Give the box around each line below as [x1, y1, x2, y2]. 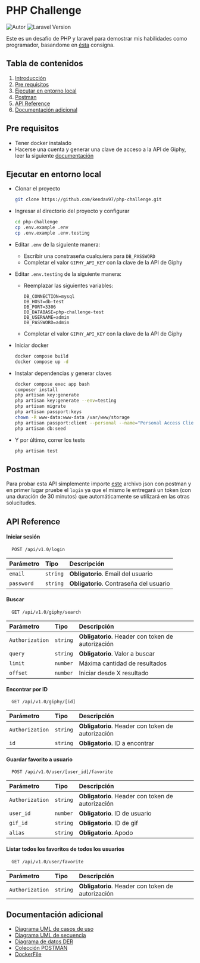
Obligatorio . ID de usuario [79, 810, 152, 818]
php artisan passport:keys [14, 409, 82, 415]
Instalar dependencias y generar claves [14, 370, 112, 377]
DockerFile [14, 950, 42, 958]
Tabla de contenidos [6, 59, 83, 69]
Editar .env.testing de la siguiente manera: [14, 270, 122, 278]
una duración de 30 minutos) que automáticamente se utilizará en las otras [6, 493, 190, 500]
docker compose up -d [14, 359, 68, 365]
